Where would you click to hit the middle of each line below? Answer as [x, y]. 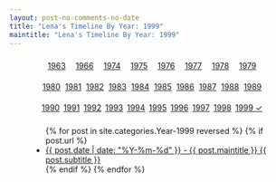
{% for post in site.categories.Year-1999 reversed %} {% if [154, 131]
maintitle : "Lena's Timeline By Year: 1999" [95, 34]
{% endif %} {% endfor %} [95, 169]
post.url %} [66, 140]
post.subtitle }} [73, 160]
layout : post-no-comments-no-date [75, 18]
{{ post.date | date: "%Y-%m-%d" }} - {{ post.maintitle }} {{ [156, 150]
